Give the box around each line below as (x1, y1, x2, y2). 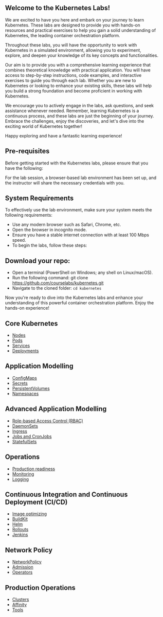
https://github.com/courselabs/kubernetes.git (12, 280, 104, 286)
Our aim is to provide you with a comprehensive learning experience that (5, 62, 151, 68)
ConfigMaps (12, 375, 37, 381)
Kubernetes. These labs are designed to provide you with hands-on (5, 22, 140, 28)
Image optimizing (12, 511, 47, 517)
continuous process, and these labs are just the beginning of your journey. (5, 113, 154, 119)
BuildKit (12, 516, 28, 522)
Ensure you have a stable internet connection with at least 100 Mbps (12, 232, 149, 238)
